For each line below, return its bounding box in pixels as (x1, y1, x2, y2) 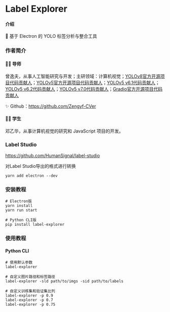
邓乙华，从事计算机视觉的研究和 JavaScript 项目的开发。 (5, 128, 124, 134)
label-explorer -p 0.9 (5, 293, 53, 298)
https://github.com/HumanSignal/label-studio (5, 152, 100, 159)
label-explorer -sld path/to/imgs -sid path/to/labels (5, 279, 124, 284)
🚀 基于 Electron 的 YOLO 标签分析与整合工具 (5, 33, 97, 39)
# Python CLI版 (5, 218, 37, 223)
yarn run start (5, 207, 38, 213)
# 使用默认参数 (5, 260, 33, 265)
